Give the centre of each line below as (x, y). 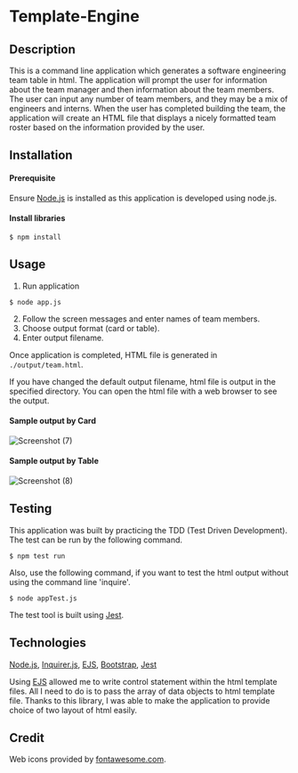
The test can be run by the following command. (96, 540)
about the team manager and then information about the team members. (141, 90)
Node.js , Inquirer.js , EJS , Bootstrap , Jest (83, 664)
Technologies (48, 643)
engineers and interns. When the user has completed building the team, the (148, 108)
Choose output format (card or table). (91, 328)
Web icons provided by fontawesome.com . (88, 760)
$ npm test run (37, 556)
